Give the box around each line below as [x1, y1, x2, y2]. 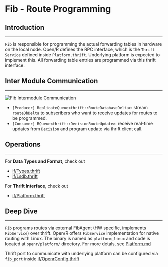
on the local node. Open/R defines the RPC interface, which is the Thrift [5, 46, 155, 52]
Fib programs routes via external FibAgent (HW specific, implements [5, 225, 146, 231]
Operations [5, 140, 41, 149]
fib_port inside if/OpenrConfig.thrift [5, 256, 80, 262]
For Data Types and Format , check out [5, 158, 85, 164]
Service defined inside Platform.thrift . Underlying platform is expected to [5, 52, 160, 58]
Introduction [5, 23, 45, 32]
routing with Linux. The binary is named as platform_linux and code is [5, 236, 151, 242]
